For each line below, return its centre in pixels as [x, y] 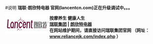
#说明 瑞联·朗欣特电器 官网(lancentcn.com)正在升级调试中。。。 [69, 8]
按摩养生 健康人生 [67, 18]
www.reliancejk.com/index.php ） [85, 36]
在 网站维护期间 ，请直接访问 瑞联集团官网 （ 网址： [100, 30]
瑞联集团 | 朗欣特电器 [71, 24]
